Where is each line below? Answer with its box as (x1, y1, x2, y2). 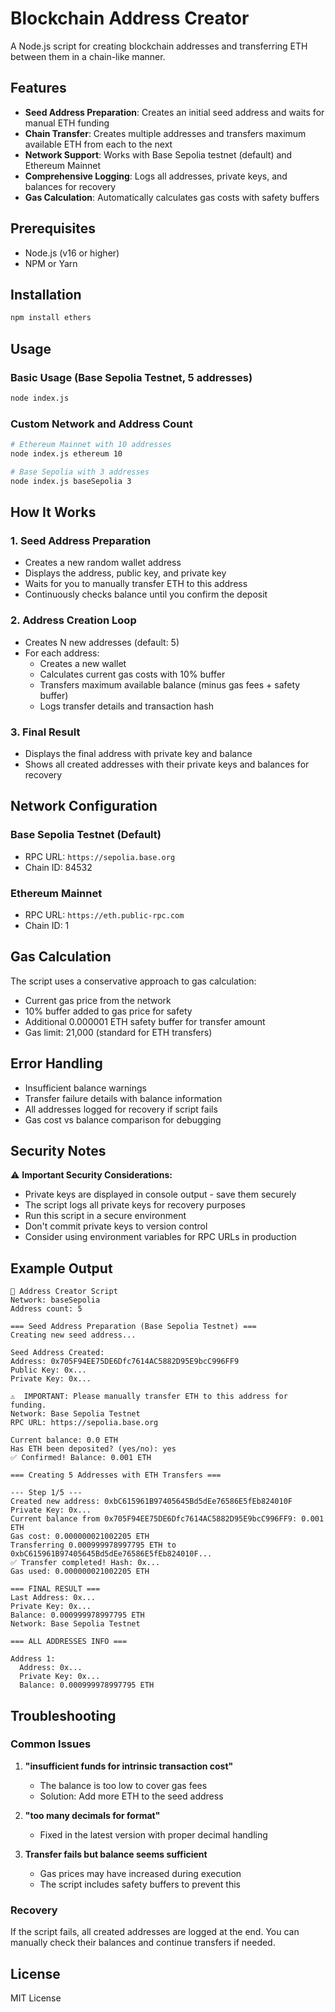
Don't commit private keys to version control (24, 1220, 208, 1232)
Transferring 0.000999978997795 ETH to (10, 1540, 177, 1551)
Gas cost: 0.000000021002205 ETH (10, 1532, 150, 1542)
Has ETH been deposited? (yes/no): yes (10, 1444, 177, 1454)
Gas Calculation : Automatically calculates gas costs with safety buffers (24, 191, 320, 203)
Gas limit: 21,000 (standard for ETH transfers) (24, 1026, 213, 1038)
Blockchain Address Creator (10, 7, 250, 30)
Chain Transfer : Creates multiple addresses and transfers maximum (24, 127, 307, 139)
